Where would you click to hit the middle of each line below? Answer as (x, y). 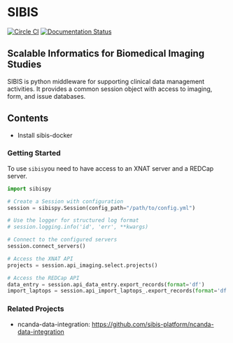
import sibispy (29, 189)
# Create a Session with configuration (65, 201)
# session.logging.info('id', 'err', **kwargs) (78, 227)
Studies (24, 65)
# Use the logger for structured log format (73, 220)
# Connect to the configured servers (62, 240)
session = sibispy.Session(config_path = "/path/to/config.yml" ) (101, 208)
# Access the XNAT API (40, 259)
